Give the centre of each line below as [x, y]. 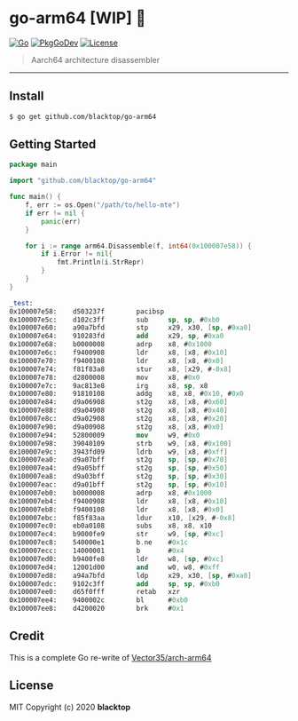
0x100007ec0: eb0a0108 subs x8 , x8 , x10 [111, 526]
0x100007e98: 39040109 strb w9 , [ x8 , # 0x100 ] [121, 443]
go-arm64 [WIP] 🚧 [78, 18]
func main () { [35, 197]
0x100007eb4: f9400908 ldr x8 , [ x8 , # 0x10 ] [118, 501]
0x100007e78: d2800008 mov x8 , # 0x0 [105, 377]
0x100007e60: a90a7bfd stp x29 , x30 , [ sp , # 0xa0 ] [130, 328]
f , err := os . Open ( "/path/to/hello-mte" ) [102, 205]
